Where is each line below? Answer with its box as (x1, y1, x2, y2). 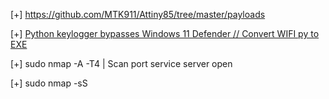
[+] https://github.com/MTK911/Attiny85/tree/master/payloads (10, 9, 266, 20)
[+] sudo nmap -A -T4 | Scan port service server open (10, 58, 233, 69)
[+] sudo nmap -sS (10, 77, 88, 89)
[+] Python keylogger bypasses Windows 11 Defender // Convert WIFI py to (10, 28, 320, 39)
